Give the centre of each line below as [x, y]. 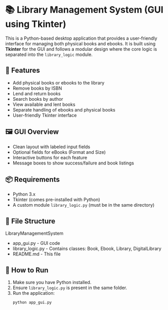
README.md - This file [37, 254]
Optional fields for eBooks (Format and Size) [59, 152]
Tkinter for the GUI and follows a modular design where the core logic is [81, 49]
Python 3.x [24, 194]
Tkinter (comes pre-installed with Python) [56, 200]
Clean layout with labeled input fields [51, 147]
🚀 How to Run [27, 270]
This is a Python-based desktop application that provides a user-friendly [81, 38]
